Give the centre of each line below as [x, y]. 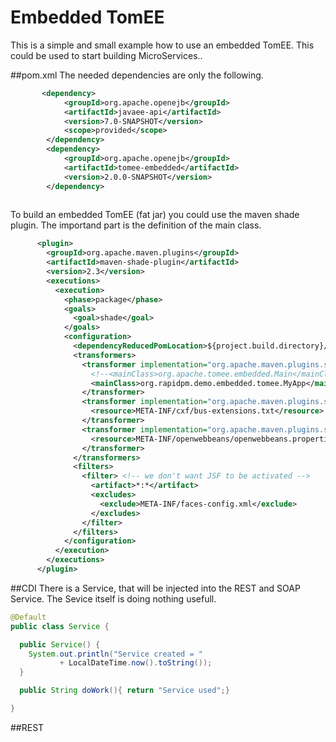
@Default [28, 617]
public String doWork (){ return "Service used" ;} [124, 691]
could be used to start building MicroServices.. [106, 55]
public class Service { [60, 626]
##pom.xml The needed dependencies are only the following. [137, 75]
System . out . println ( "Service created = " [115, 654]
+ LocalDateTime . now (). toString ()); [136, 663]
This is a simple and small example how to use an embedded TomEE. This [162, 45]
